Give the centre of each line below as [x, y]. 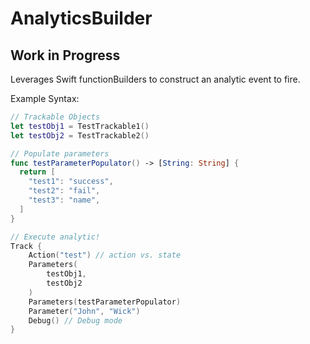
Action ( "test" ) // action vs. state [105, 255]
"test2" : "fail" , [64, 191]
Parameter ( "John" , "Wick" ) [84, 311]
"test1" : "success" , [71, 182]
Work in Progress [65, 55]
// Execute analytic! [55, 237]
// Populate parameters [60, 153]
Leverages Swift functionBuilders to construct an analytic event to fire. [155, 79]
